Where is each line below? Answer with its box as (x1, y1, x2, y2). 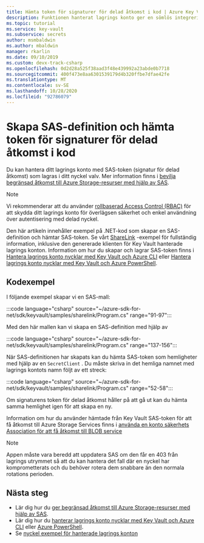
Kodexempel (6, 277, 55, 288)
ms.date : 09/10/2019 (6, 54, 59, 60)
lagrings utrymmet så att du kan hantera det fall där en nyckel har (6, 457, 170, 465)
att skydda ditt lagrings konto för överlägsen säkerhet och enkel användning (6, 209, 197, 216)
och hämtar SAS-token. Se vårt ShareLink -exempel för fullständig (31, 233, 197, 241)
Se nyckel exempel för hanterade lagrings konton (15, 530, 138, 537)
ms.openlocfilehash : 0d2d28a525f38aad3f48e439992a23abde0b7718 (6, 65, 170, 72)
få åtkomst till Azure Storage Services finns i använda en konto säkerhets (6, 421, 189, 428)
